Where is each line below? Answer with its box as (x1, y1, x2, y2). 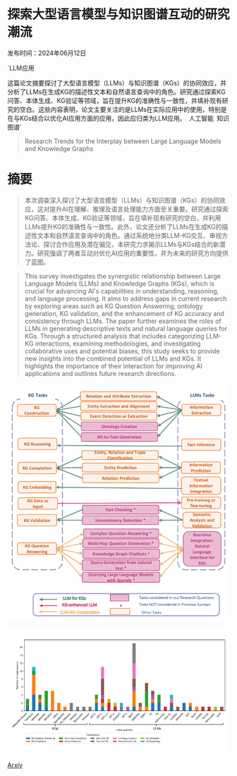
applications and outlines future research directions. (24, 369, 176, 377)
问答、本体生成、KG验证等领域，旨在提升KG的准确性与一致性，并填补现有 (7, 96, 222, 104)
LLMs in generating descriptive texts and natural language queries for (24, 324, 228, 332)
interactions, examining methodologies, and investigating (35, 339, 201, 348)
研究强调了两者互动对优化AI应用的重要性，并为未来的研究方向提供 (37, 248, 229, 257)
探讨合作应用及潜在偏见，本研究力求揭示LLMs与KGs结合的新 (43, 240, 220, 248)
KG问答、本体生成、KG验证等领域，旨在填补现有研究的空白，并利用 (24, 213, 221, 222)
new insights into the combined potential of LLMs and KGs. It (24, 354, 202, 363)
